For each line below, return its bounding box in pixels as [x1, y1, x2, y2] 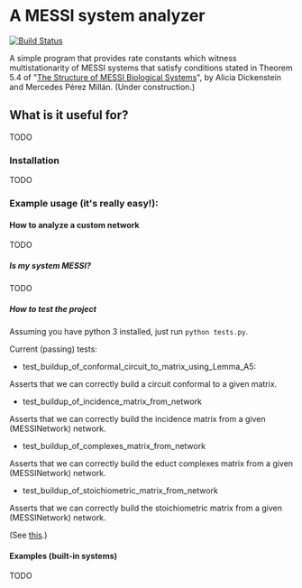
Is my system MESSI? [9, 260, 92, 271]
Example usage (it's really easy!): [9, 197, 160, 209]
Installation [9, 154, 60, 167]
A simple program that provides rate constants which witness [9, 52, 237, 63]
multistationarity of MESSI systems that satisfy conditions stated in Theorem [9, 62, 293, 73]
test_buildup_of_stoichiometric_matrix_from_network [22, 485, 219, 496]
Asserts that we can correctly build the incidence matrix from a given [9, 414, 266, 425]
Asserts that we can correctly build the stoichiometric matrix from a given [9, 502, 282, 514]
